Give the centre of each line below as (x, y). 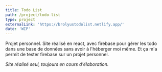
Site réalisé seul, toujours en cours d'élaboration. (57, 64)
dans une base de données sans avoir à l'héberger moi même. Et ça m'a (81, 49)
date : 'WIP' (18, 29)
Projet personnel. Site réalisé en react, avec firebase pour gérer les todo (81, 43)
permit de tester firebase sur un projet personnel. (57, 55)
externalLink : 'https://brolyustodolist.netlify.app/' (65, 24)
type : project (20, 19)
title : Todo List (24, 10)
